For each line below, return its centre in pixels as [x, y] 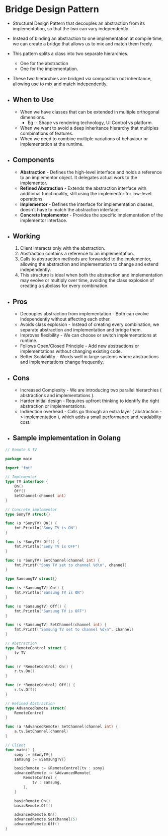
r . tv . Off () [26, 690]
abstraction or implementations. [53, 406]
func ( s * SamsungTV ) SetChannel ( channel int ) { [56, 625]
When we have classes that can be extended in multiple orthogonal [90, 112]
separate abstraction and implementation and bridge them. [81, 330]
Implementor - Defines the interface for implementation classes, [87, 204]
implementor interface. [44, 220]
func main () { [20, 750]
